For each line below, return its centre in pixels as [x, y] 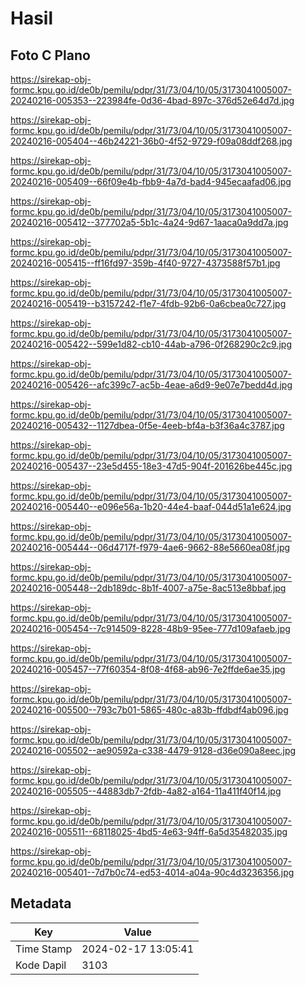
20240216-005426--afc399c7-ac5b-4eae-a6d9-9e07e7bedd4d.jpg [151, 385]
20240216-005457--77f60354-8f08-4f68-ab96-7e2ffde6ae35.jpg [148, 669]
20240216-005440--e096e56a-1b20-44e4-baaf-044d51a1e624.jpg [151, 506]
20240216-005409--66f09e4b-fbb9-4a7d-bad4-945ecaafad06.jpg [151, 181]
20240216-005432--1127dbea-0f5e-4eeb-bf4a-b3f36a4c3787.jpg [147, 425]
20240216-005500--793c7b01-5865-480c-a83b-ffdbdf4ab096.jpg [149, 710]
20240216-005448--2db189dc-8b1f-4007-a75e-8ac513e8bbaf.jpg [148, 588]
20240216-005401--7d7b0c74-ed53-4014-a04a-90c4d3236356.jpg [152, 872]
